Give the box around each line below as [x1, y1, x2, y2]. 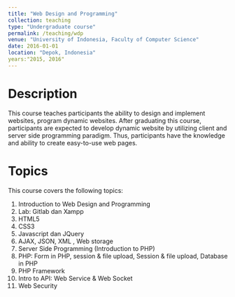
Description [8, 85, 78, 101]
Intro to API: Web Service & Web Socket [17, 274, 133, 282]
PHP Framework [17, 266, 65, 275]
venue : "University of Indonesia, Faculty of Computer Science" [8, 36, 199, 43]
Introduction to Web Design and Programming [17, 200, 151, 208]
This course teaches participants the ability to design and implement [8, 109, 206, 117]
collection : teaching [8, 17, 71, 24]
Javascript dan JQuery [17, 229, 85, 238]
